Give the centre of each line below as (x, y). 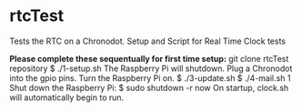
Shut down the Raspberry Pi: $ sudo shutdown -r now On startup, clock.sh (149, 87)
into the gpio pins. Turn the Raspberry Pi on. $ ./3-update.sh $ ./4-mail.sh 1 (150, 77)
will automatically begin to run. (67, 97)
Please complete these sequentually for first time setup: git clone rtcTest (149, 58)
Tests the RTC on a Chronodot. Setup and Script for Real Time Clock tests (148, 41)
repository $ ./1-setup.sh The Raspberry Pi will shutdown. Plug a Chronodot (151, 68)
